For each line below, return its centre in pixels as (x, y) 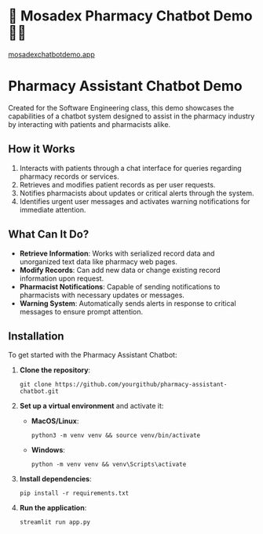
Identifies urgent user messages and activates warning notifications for (135, 201)
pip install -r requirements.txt (74, 493)
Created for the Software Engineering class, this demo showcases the (121, 107)
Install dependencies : (55, 479)
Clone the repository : (55, 370)
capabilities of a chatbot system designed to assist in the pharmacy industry (131, 116)
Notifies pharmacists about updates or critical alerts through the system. (137, 193)
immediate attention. (53, 209)
